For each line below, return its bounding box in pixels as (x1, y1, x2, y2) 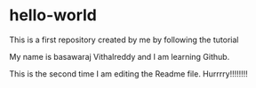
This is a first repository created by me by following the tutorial (9, 34, 239, 45)
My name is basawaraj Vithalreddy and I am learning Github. (9, 51, 230, 62)
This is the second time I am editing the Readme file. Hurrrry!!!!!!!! (9, 68, 249, 79)
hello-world (9, 5, 98, 26)
